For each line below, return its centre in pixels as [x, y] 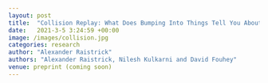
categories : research [44, 45]
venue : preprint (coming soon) [60, 67]
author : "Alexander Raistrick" [60, 52]
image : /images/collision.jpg [59, 38]
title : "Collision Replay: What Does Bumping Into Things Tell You [124, 23]
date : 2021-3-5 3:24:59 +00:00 [64, 30]
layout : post [30, 15]
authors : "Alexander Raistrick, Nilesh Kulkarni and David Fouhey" [123, 60]
